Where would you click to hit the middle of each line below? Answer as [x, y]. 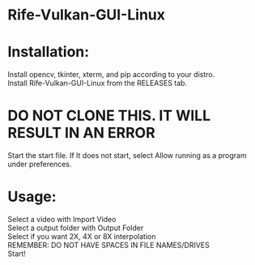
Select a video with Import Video [62, 219]
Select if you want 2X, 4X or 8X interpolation [82, 236]
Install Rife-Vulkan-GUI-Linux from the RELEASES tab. [98, 83]
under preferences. [40, 165]
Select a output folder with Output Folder [76, 228]
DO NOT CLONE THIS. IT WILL [109, 116]
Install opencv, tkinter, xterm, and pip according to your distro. [111, 75]
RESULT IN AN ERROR [81, 133]
